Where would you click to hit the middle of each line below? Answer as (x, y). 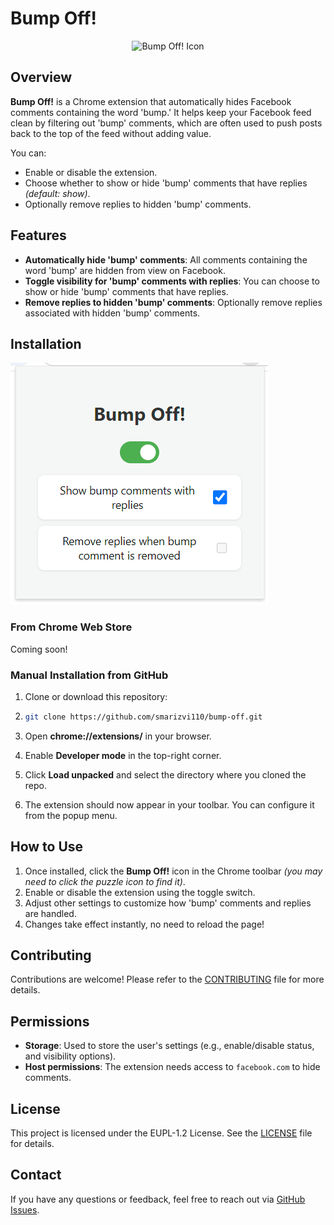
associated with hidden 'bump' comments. (112, 313)
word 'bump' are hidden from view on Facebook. (125, 270)
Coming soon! (39, 649)
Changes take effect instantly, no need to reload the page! (144, 924)
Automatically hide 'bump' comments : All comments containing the (166, 259)
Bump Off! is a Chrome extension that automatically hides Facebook (151, 101)
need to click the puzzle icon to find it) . (105, 881)
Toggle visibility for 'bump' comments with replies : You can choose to (172, 281)
